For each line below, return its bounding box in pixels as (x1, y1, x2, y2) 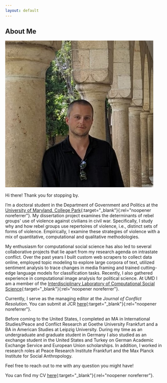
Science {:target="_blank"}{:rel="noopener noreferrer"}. (5, 286, 120, 292)
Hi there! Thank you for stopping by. (5, 192, 79, 198)
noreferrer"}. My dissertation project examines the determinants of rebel (5, 213, 154, 219)
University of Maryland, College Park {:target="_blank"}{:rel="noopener (5, 207, 151, 213)
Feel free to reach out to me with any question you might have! (5, 363, 134, 369)
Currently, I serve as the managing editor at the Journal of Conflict (5, 296, 142, 302)
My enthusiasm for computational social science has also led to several (5, 244, 152, 250)
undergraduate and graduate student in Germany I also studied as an (5, 332, 147, 338)
